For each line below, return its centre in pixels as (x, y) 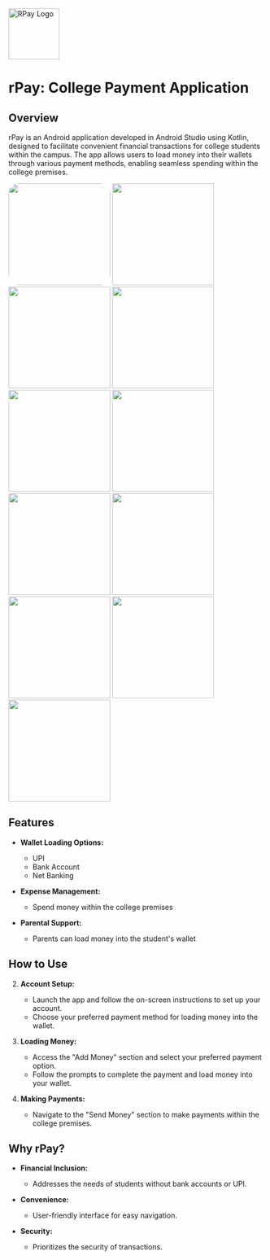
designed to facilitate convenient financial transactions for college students (134, 146)
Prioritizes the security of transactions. (97, 1247)
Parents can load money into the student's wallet (114, 938)
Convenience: (44, 1200)
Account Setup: (47, 983)
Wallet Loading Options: (62, 842)
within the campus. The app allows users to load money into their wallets (130, 155)
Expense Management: (60, 891)
